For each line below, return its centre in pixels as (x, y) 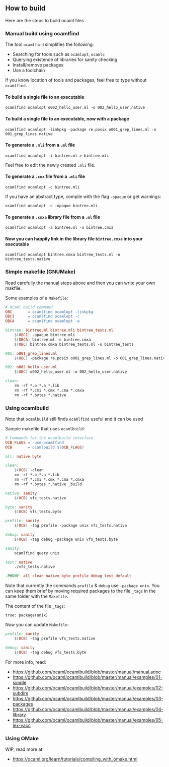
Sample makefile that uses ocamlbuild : (45, 428)
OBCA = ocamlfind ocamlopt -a (43, 321)
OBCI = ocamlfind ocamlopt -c (43, 316)
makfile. (13, 288)
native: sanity (21, 493)
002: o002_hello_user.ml (31, 367)
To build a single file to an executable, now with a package (67, 118)
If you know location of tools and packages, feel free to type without (76, 80)
